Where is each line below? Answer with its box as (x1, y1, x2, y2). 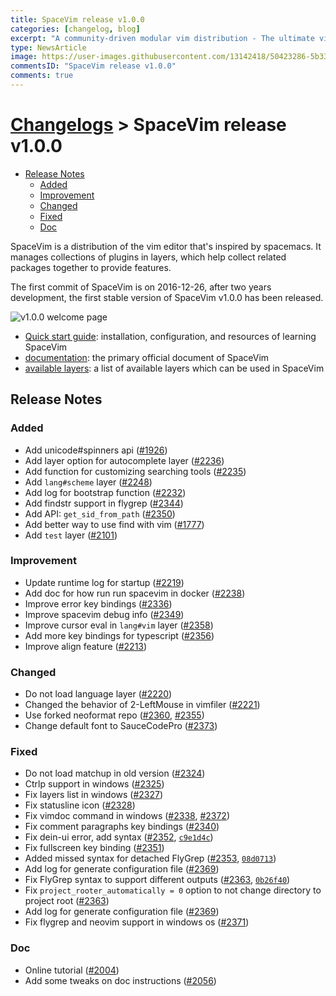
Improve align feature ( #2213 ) (24, 640, 148, 652)
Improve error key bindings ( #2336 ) (24, 597, 173, 610)
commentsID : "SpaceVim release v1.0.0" (10, 61, 177, 71)
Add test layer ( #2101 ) (24, 529, 118, 541)
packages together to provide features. (10, 261, 172, 273)
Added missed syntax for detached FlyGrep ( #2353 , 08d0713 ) (24, 852, 277, 865)
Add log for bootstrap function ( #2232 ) (24, 486, 187, 498)
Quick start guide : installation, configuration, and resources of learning (24, 330, 317, 342)
